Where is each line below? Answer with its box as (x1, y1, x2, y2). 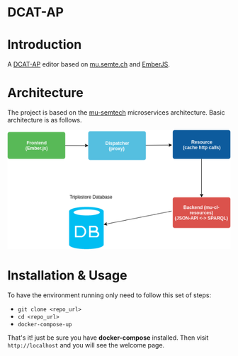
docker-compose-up (17, 321, 72, 328)
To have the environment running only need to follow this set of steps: (7, 291, 211, 299)
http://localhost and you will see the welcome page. (7, 340, 165, 349)
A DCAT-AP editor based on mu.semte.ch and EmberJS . (7, 60, 170, 69)
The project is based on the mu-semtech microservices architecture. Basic (7, 108, 225, 117)
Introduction (7, 37, 82, 53)
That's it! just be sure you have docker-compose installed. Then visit (7, 333, 209, 342)
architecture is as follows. (7, 116, 83, 125)
